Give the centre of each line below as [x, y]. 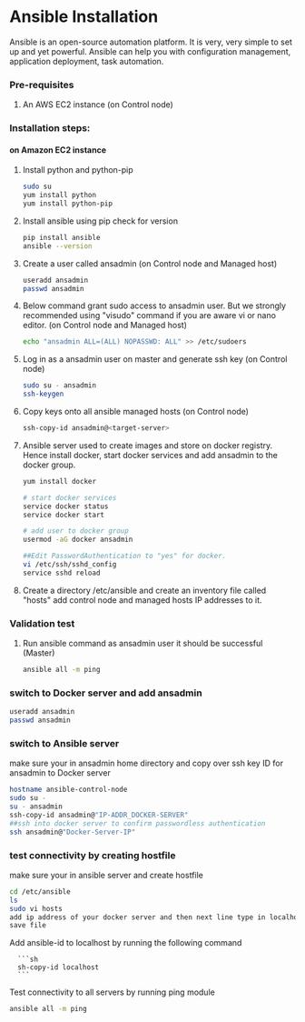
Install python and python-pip [78, 170]
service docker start [63, 515]
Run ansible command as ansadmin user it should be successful [143, 644]
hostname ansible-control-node [69, 790]
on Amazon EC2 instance [58, 150]
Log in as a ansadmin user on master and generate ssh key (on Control [155, 359]
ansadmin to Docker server [60, 773]
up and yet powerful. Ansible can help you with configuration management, [150, 51]
